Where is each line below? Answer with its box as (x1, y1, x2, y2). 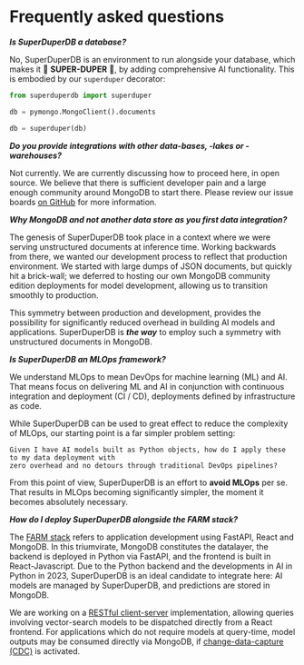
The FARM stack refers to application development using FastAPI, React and (9, 531, 294, 542)
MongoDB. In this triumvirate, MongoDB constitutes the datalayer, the (9, 541, 270, 551)
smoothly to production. (9, 289, 99, 301)
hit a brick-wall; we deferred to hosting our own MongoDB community (9, 270, 270, 281)
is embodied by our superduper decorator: (9, 73, 166, 84)
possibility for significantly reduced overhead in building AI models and (9, 316, 275, 328)
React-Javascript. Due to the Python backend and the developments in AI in (9, 561, 293, 571)
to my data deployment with (9, 452, 116, 462)
